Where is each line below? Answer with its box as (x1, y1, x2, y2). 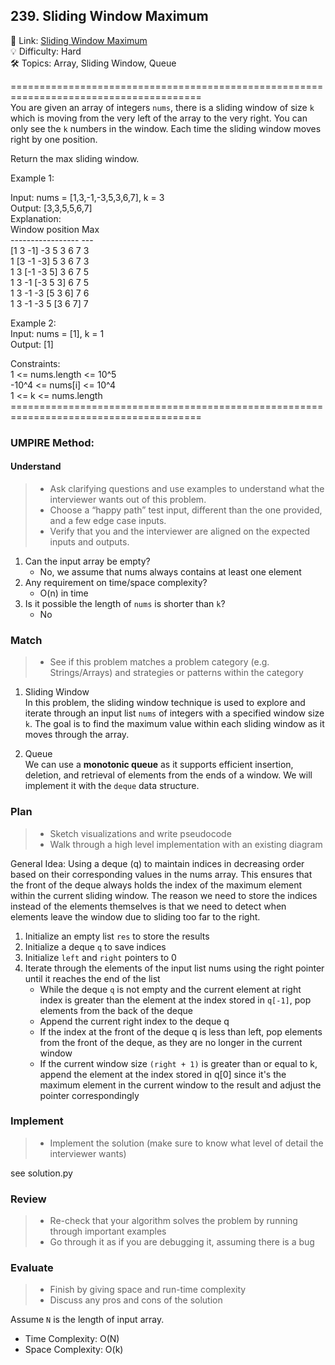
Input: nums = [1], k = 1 (10, 327, 105, 339)
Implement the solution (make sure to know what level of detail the (49, 1137, 324, 1149)
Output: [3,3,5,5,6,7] (10, 202, 93, 214)
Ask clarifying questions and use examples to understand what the (49, 482, 325, 494)
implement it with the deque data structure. (24, 780, 200, 792)
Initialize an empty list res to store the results (24, 930, 210, 942)
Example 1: (10, 172, 55, 184)
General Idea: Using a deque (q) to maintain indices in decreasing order (10, 857, 305, 869)
